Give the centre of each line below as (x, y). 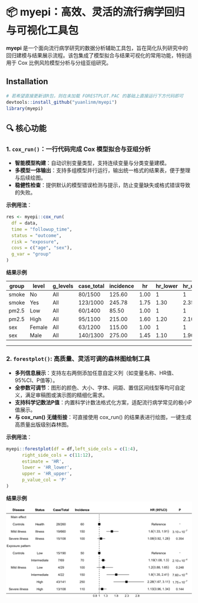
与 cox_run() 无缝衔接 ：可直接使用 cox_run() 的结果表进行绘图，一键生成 (103, 417)
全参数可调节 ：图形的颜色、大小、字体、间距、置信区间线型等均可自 (97, 387)
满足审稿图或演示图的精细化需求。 (66, 395)
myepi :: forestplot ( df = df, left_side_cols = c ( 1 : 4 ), (72, 449)
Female (39, 327)
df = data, (25, 223)
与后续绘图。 (30, 178)
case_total (92, 286)
